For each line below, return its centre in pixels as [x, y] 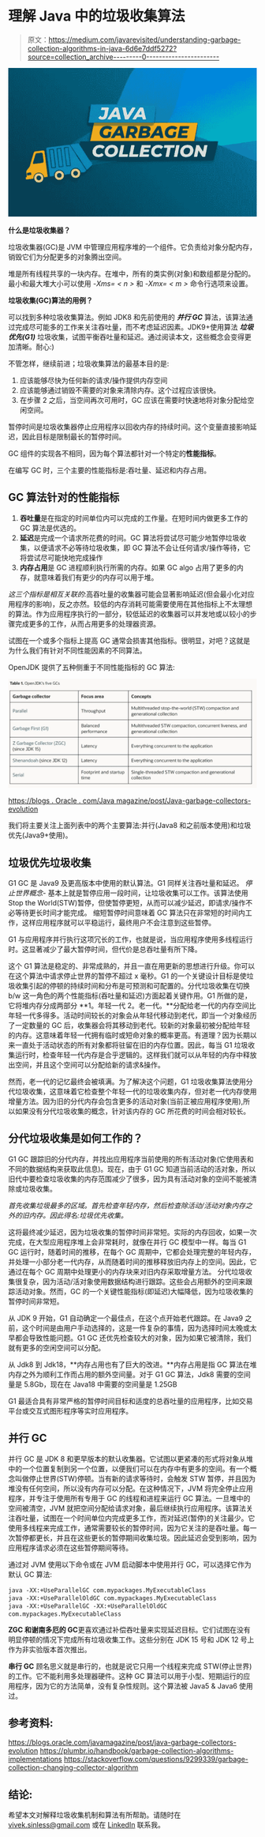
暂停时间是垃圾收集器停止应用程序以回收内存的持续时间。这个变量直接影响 [129, 427]
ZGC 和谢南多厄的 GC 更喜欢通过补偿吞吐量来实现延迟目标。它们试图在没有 [129, 1629]
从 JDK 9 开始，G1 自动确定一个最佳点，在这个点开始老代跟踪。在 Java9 [125, 1318]
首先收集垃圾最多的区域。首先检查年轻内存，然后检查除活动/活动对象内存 [127, 1205]
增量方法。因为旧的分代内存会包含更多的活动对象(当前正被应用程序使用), [126, 1101]
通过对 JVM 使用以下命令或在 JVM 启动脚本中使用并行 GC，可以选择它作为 [130, 1564]
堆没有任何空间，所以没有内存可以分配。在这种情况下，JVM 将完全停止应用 [131, 1488]
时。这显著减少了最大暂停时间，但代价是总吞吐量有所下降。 [105, 949]
